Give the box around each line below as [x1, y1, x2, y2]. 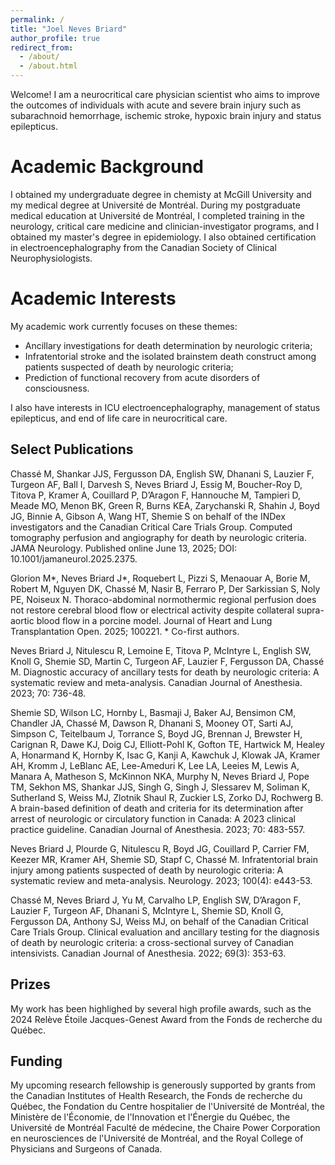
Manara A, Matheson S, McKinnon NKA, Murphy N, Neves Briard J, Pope [10, 770, 310, 782]
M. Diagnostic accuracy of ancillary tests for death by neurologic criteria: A [10, 666, 320, 678]
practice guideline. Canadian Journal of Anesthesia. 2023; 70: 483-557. [10, 823, 306, 835]
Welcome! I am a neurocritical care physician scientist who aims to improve [10, 89, 321, 100]
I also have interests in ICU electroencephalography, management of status [10, 401, 321, 413]
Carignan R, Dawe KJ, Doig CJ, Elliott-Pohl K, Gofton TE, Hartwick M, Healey [10, 738, 325, 750]
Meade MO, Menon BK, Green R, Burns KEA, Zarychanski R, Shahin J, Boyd [10, 499, 320, 511]
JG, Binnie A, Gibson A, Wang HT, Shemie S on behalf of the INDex [10, 510, 286, 522]
